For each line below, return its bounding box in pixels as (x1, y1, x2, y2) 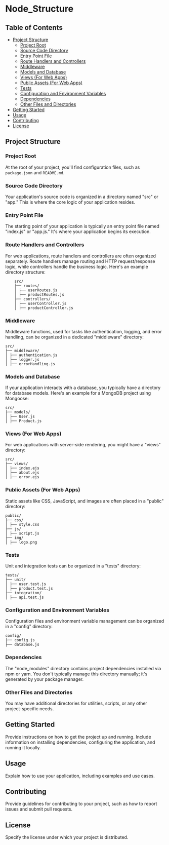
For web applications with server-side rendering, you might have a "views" (5, 442, 161, 448)
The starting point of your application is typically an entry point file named (5, 223, 159, 229)
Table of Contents (5, 23, 63, 32)
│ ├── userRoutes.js (14, 287, 58, 293)
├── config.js (5, 638, 35, 643)
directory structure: (5, 269, 46, 275)
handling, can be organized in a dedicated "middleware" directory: (5, 334, 144, 340)
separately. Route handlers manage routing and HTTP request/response (5, 258, 155, 264)
